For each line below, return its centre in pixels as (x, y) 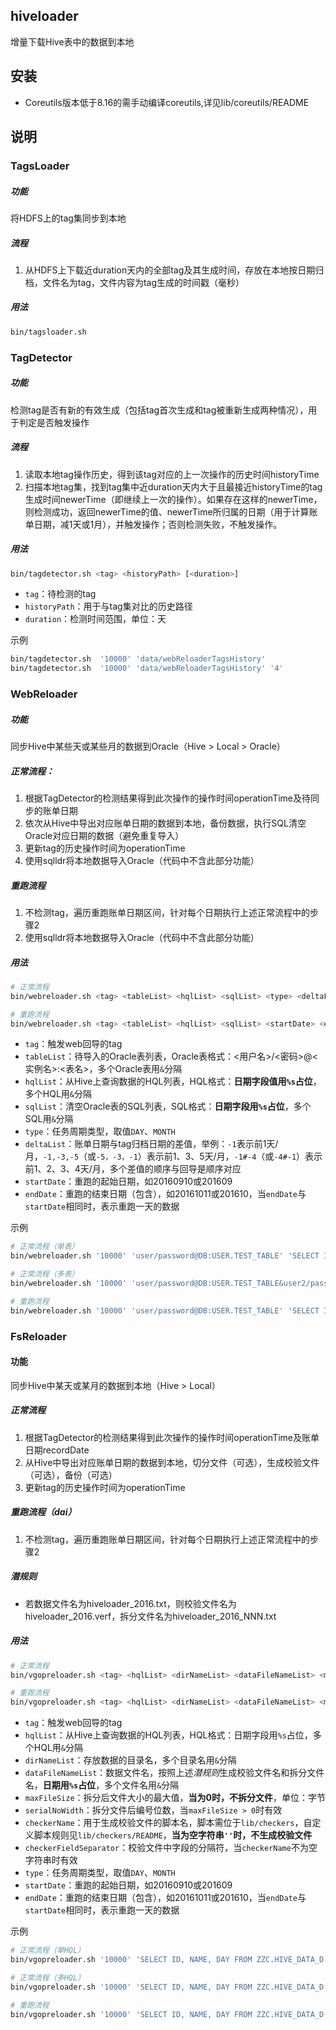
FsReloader (38, 1336)
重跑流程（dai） (43, 1512)
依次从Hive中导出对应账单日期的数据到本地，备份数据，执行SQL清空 (165, 823)
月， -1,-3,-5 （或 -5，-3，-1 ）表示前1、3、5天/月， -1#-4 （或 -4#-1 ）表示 (173, 1156)
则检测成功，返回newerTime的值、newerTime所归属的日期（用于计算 (167, 511)
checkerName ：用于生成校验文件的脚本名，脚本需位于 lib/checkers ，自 (168, 1823)
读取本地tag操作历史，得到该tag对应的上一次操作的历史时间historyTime (172, 474)
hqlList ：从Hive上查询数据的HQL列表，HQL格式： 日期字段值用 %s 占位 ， (173, 1081)
